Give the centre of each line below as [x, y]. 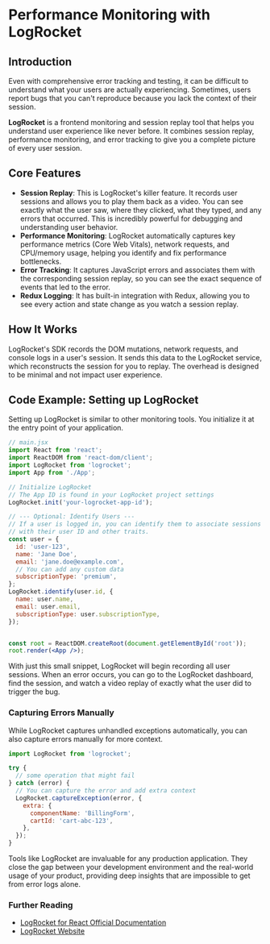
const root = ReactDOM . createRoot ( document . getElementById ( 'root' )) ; [128, 643]
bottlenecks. [41, 261]
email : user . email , [48, 606]
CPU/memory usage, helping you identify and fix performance [123, 252]
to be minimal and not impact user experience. [85, 374]
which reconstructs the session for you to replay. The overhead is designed [134, 366]
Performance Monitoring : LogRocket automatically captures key [127, 235]
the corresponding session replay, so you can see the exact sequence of [141, 278]
